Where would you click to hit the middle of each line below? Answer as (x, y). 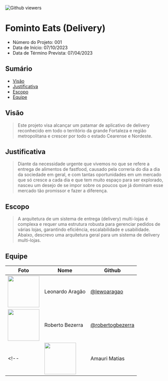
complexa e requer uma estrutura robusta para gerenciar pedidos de (89, 224)
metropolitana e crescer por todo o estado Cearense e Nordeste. (85, 136)
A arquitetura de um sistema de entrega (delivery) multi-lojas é (83, 219)
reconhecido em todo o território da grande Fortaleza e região (82, 130)
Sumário (19, 69)
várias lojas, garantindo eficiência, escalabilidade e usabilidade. (84, 229)
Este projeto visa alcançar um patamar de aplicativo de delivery (83, 125)
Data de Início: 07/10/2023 (40, 47)
